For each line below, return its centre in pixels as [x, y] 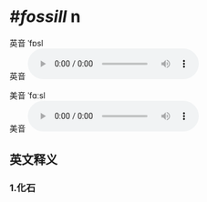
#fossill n [45, 17]
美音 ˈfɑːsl [27, 95]
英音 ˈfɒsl [26, 43]
